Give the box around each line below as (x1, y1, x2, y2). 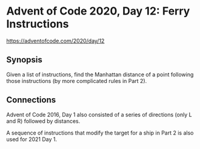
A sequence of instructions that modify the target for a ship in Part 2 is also (6, 129, 194, 136)
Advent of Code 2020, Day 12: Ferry (6, 4, 190, 18)
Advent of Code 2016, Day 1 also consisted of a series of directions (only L (6, 111, 192, 118)
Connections (6, 95, 56, 105)
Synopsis (6, 55, 42, 65)
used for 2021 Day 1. (6, 135, 58, 143)
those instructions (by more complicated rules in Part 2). (6, 77, 147, 84)
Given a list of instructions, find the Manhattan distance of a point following (6, 71, 194, 78)
